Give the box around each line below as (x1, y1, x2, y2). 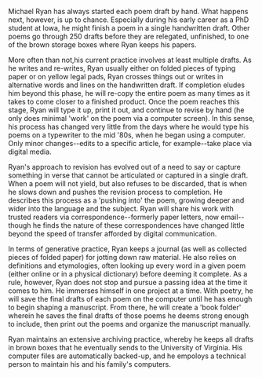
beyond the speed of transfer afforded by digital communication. (8, 229, 217, 238)
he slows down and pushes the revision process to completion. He (8, 188, 224, 196)
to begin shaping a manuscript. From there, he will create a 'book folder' (8, 302, 242, 312)
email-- (220, 212, 245, 221)
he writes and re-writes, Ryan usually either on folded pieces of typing (8, 64, 236, 73)
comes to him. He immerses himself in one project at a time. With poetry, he (8, 286, 253, 295)
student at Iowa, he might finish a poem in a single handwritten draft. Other (8, 24, 250, 32)
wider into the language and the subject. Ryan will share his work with (8, 204, 234, 213)
